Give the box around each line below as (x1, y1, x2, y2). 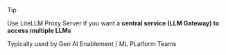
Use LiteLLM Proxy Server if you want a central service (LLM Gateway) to (7, 19, 220, 27)
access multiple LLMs (7, 27, 71, 34)
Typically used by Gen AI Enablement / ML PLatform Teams (7, 40, 177, 47)
